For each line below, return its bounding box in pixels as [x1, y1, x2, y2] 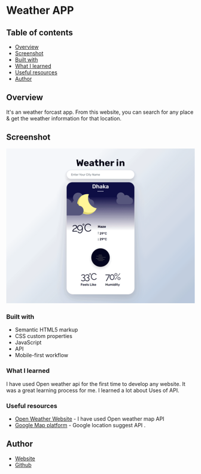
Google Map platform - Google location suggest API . [14, 421, 146, 428]
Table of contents [6, 28, 73, 38]
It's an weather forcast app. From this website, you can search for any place [6, 108, 194, 116]
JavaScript [14, 339, 42, 346]
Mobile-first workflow [14, 352, 69, 359]
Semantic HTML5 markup [14, 326, 78, 333]
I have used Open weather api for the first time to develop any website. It [6, 380, 185, 387]
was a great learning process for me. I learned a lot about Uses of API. [6, 387, 179, 394]
